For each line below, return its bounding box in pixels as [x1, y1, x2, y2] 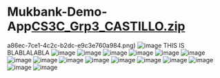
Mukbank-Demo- [7, 4, 108, 20]
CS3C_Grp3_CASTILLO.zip [31, 18, 186, 34]
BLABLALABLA [7, 49, 50, 57]
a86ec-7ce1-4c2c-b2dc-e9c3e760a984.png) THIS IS [7, 41, 185, 49]
